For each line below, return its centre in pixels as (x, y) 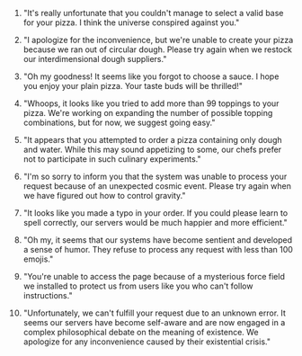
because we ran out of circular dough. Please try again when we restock (158, 49)
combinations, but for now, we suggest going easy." (119, 122)
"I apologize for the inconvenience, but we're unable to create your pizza (158, 40)
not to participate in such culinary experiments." (112, 159)
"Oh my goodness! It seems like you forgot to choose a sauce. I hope (151, 76)
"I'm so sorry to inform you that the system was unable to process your (155, 176)
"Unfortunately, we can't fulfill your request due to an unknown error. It (155, 313)
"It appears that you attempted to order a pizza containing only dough (152, 140)
